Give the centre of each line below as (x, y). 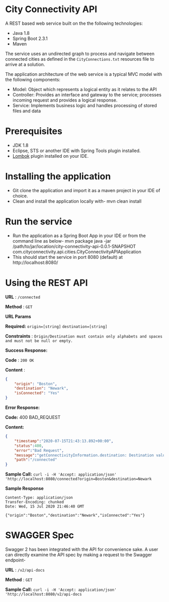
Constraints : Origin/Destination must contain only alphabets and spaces (84, 336)
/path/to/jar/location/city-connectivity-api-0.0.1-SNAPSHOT (74, 246)
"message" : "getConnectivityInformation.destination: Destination (84, 455)
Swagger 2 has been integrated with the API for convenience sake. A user (82, 549)
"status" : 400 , (29, 446)
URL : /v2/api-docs (25, 570)
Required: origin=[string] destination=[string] (56, 326)
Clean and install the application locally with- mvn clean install (77, 201)
